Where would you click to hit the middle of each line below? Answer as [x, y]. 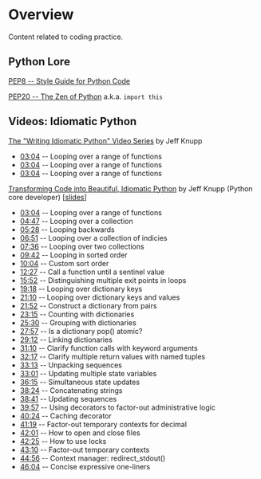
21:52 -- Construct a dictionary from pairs [88, 305]
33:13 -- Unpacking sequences [71, 365]
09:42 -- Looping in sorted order [73, 255]
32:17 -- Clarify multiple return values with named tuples [113, 356]
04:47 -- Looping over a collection [76, 221]
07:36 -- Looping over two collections [82, 246]
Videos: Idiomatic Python [73, 122]
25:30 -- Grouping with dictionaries [78, 322]
